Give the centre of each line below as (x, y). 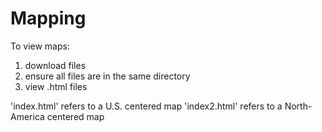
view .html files (56, 86)
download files (55, 65)
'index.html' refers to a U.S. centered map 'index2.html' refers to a (146, 106)
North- (298, 106)
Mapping (48, 18)
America (27, 116)
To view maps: (40, 46)
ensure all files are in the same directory (107, 76)
